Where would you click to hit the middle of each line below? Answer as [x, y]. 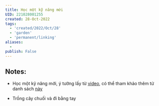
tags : [11, 24]
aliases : [14, 42]
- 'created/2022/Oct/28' [35, 28]
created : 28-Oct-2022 [28, 19]
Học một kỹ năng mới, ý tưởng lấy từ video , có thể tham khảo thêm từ [83, 84]
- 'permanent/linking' [33, 38]
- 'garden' [21, 33]
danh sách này [27, 89]
